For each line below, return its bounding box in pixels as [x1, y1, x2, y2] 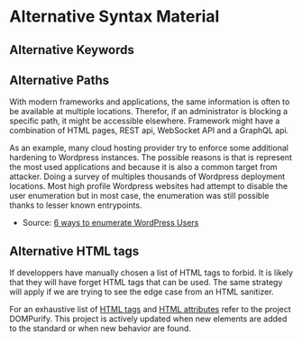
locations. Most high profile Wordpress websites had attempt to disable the [9, 181, 288, 192]
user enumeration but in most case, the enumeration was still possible [9, 191, 270, 202]
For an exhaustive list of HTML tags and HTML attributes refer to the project [9, 304, 291, 315]
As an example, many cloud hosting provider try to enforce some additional [9, 142, 288, 154]
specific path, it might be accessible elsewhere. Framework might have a [9, 115, 280, 127]
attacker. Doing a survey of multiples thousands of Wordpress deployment [9, 171, 286, 182]
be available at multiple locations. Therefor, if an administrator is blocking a [9, 106, 288, 117]
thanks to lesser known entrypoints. [9, 200, 142, 211]
